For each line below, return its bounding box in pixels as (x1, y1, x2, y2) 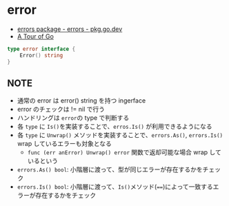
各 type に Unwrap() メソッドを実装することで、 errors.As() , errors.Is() (17, 131, 223, 139)
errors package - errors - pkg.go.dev (17, 25, 123, 33)
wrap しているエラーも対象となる (17, 140, 112, 148)
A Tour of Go (17, 32, 54, 40)
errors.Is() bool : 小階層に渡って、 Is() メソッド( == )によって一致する (17, 183, 213, 191)
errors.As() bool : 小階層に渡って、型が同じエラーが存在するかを (17, 165, 203, 174)
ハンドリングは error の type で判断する (17, 114, 130, 122)
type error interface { (7, 45, 76, 52)
